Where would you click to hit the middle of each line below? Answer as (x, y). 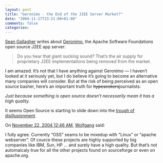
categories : (17, 28)
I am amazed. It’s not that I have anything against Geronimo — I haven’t (76, 71)
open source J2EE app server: (35, 47)
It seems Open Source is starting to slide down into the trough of (70, 111)
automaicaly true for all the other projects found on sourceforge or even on (80, 150)
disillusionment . (21, 116)
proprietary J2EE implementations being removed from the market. (84, 61)
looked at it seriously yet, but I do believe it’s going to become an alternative (81, 76)
